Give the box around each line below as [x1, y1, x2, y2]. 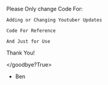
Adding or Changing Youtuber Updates [6, 17, 103, 23]
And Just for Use [6, 39, 51, 45]
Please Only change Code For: [6, 6, 84, 12]
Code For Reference [6, 28, 56, 34]
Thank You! [6, 49, 35, 56]
